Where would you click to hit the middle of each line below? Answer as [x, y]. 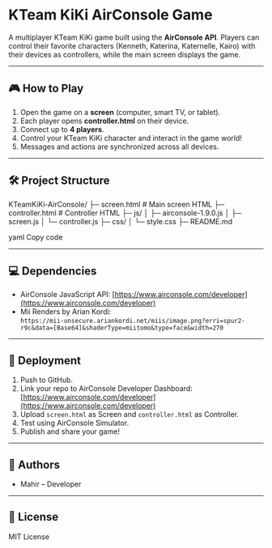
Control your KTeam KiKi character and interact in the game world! [131, 138]
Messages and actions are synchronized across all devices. [119, 147]
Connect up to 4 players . [62, 129]
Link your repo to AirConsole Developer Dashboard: [106, 389]
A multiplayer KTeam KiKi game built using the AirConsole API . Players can [134, 37]
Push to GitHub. [47, 380]
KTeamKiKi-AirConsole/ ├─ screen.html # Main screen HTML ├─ [117, 204]
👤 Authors [34, 464]
